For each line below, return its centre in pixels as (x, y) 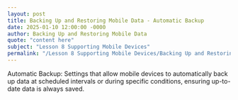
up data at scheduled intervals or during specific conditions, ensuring (109, 81)
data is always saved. (53, 89)
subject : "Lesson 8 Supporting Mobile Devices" (79, 47)
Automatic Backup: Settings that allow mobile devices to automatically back (118, 73)
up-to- (221, 81)
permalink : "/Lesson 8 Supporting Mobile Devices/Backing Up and (106, 54)
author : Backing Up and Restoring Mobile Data (77, 34)
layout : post (27, 14)
